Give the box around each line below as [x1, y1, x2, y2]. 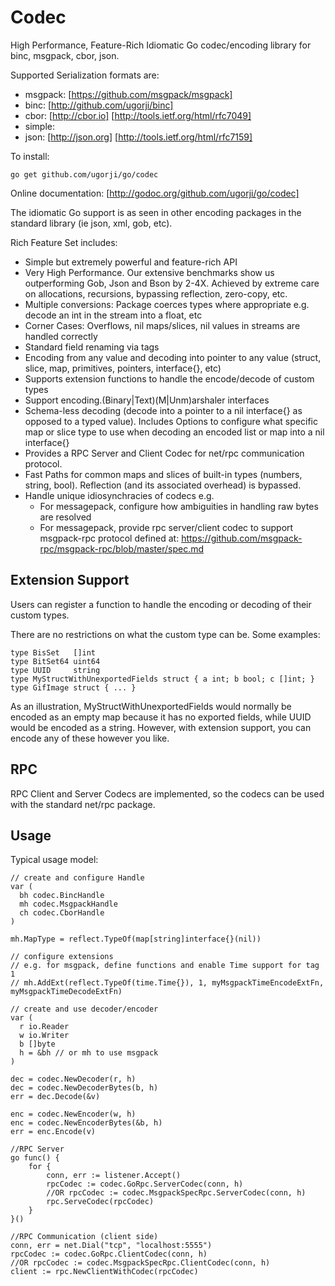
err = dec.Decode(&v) [10, 1092, 101, 1102]
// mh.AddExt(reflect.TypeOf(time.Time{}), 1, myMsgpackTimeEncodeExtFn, [10, 978, 325, 988]
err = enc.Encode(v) [10, 1127, 97, 1137]
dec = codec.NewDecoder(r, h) [10, 1074, 137, 1085]
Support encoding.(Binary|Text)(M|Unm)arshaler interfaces [24, 394, 270, 406]
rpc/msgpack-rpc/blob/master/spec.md [39, 542, 205, 555]
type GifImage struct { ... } [10, 682, 137, 693]
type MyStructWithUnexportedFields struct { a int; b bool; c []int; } [10, 674, 315, 684]
